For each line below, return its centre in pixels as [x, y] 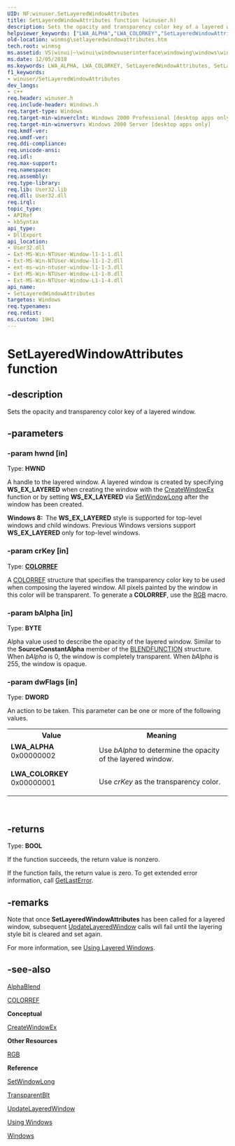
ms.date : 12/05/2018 [37, 59]
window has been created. [45, 504]
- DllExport [24, 235]
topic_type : [24, 209]
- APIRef [20, 215]
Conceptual [24, 1013]
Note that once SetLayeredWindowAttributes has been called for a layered [116, 919]
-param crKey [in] [38, 551]
